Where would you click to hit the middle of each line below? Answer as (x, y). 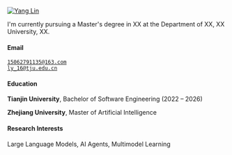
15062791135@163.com (37, 63)
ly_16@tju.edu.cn (32, 68)
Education (22, 83)
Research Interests (35, 128)
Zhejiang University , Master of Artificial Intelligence (82, 113)
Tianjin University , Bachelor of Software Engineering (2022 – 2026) (105, 99)
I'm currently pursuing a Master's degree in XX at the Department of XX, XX (116, 24)
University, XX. (29, 32)
